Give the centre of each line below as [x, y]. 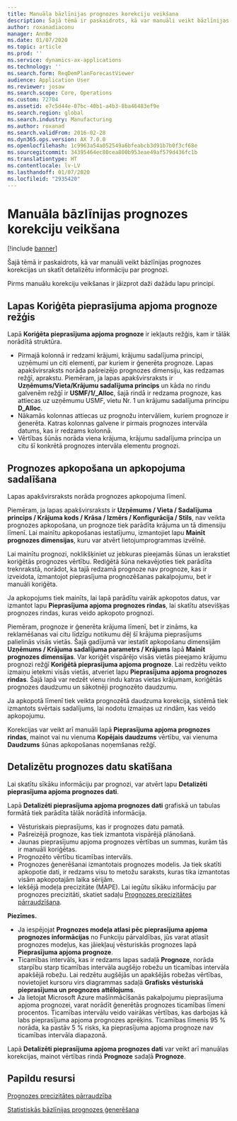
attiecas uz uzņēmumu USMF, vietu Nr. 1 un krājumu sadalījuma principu [123, 401]
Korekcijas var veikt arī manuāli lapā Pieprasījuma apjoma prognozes [109, 730]
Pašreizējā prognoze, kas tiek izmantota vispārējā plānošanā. [106, 834]
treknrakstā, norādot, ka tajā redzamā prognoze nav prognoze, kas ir [107, 569]
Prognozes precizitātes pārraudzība [59, 1095]
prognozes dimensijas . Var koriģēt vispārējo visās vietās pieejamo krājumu [117, 657]
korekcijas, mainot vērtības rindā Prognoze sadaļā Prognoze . [97, 1056]
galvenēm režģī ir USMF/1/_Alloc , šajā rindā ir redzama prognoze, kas [119, 393]
